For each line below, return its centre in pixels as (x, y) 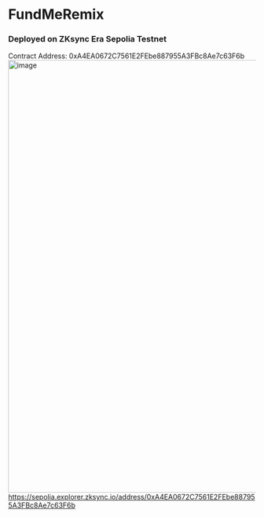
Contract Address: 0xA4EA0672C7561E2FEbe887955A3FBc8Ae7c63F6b (126, 56)
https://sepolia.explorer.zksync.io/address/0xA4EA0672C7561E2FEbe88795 (132, 497)
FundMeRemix (56, 15)
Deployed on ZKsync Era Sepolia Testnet (88, 39)
